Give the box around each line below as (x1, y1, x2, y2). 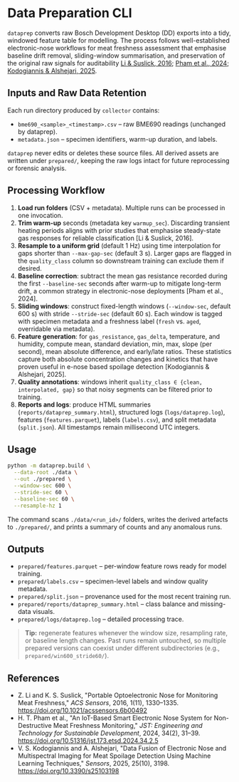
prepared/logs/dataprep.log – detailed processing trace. (17, 615, 184, 624)
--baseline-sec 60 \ (14, 495, 75, 503)
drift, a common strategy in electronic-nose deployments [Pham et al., (17, 286, 223, 295)
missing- (200, 600, 226, 608)
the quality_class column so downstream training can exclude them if (17, 256, 224, 265)
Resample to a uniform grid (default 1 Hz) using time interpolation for (17, 241, 221, 250)
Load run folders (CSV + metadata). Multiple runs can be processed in (17, 203, 225, 212)
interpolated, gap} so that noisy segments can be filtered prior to (17, 385, 213, 393)
